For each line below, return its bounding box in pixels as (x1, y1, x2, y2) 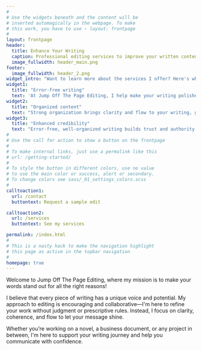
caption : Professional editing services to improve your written (11, 54, 179, 60)
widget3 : (6, 115, 28, 121)
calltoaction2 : (6, 210, 44, 216)
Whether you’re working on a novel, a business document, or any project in (6, 325, 192, 333)
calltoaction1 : (6, 188, 44, 194)
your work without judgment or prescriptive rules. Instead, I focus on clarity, (6, 307, 194, 315)
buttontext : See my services (11, 221, 85, 227)
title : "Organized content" (11, 103, 82, 110)
